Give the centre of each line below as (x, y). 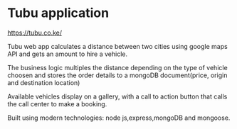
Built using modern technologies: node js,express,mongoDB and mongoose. (119, 118)
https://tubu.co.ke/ (35, 33)
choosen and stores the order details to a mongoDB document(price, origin (117, 75)
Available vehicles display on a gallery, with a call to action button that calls (117, 96)
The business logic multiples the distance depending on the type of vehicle (117, 67)
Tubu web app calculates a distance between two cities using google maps (117, 46)
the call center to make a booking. (57, 103)
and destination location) (44, 82)
